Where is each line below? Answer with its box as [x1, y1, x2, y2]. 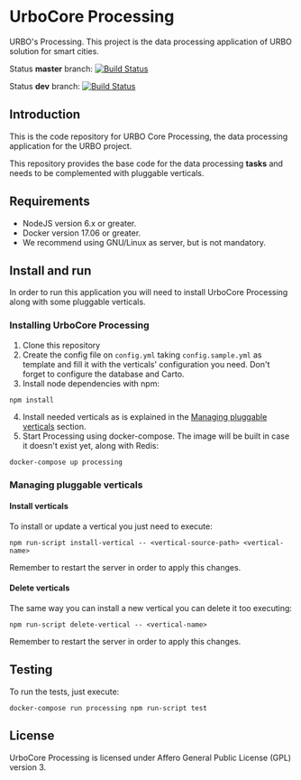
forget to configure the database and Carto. [22, 368, 185, 379]
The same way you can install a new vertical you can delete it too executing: [9, 603, 293, 613]
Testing [9, 662, 53, 678]
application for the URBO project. [9, 140, 132, 151]
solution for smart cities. [9, 45, 99, 56]
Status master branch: [9, 63, 93, 74]
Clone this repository [22, 339, 101, 350]
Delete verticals [9, 582, 70, 593]
